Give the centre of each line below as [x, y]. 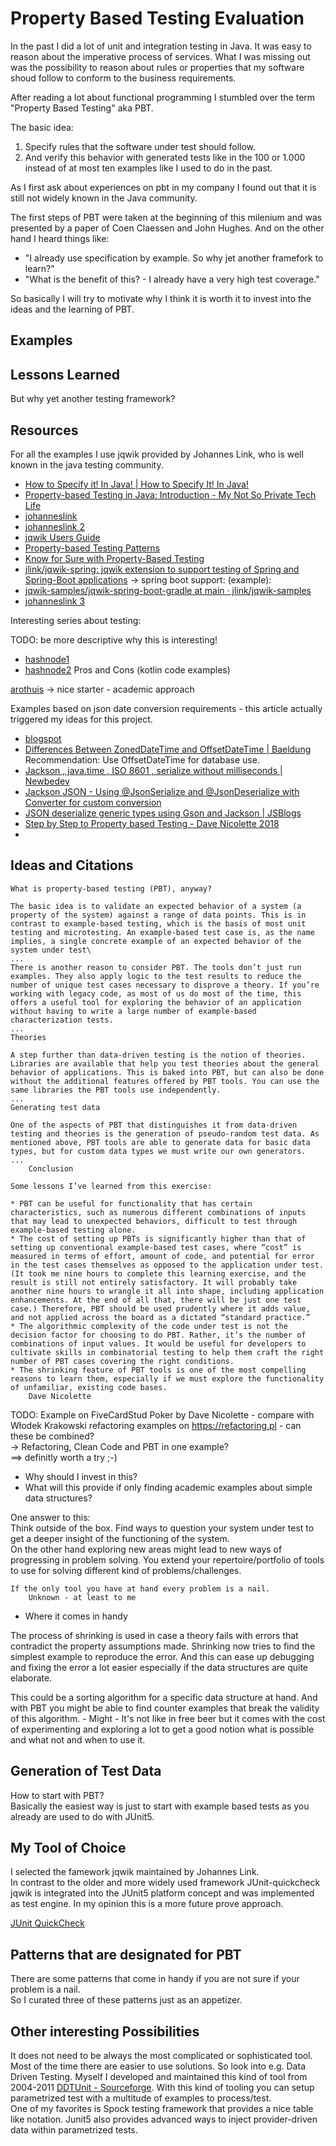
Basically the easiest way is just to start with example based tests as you [160, 1806]
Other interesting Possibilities [105, 2031]
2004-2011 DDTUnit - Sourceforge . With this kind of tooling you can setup [162, 2088]
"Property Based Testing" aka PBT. [82, 108]
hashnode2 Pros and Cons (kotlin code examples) [127, 669]
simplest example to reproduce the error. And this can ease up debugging [162, 1656]
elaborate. [31, 1678]
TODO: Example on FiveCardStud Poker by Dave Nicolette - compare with [162, 1414]
